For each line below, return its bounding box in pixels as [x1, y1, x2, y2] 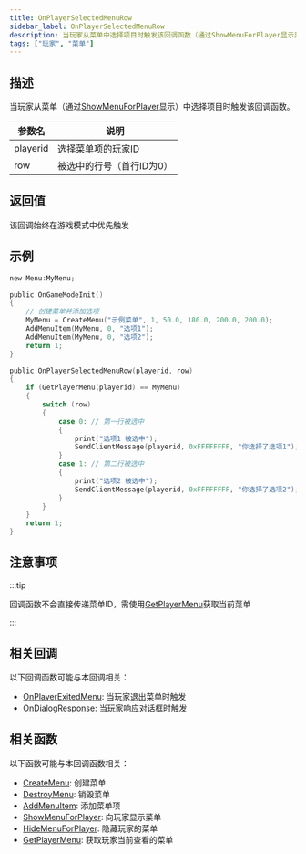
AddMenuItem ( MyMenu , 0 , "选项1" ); [25, 324, 154, 333]
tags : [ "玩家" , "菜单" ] [9, 38, 94, 48]
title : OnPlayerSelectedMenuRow [9, 13, 132, 23]
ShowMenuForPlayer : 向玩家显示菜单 [22, 811, 162, 822]
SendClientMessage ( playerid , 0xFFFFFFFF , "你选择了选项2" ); [74, 485, 300, 494]
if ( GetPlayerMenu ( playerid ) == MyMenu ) [25, 383, 181, 393]
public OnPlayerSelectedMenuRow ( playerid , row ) [9, 366, 194, 375]
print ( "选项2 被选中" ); [74, 476, 158, 485]
